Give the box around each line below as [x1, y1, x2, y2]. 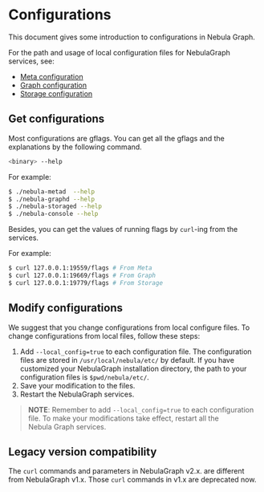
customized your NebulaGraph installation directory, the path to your [19, 364, 247, 373]
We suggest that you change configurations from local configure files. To [8, 323, 250, 332]
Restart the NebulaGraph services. [19, 389, 135, 399]
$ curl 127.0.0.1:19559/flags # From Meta [8, 264, 152, 272]
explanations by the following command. [8, 142, 142, 152]
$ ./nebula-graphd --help [8, 195, 95, 203]
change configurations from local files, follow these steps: [8, 331, 201, 340]
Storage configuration [19, 88, 93, 98]
